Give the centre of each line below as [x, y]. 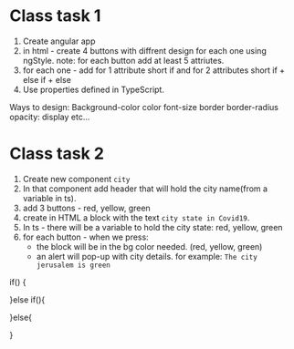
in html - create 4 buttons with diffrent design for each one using [144, 50]
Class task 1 [55, 16]
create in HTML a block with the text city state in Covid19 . [136, 217]
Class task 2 [57, 154]
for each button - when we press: [85, 237]
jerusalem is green [73, 265]
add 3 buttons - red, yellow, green [86, 208]
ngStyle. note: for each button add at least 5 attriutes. [123, 60]
